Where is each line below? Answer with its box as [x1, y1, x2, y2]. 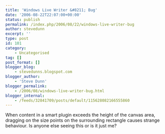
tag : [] [5, 55, 22, 60]
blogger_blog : [5, 64, 36, 70]
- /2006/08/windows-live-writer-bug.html [14, 88, 104, 94]
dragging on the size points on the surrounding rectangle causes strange [5, 117, 160, 123]
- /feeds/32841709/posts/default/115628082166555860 [14, 98, 130, 103]
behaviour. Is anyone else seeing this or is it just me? [5, 123, 117, 129]
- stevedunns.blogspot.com [14, 70, 72, 75]
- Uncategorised [14, 50, 50, 55]
